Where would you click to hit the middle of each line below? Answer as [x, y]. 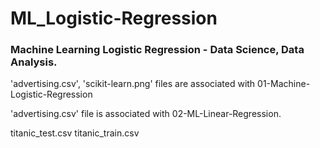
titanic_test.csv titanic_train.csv [75, 133]
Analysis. [34, 62]
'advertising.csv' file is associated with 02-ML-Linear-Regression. [146, 114]
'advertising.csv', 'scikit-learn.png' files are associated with [133, 84]
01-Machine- [284, 84]
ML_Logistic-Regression [114, 18]
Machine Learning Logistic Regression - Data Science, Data [157, 50]
